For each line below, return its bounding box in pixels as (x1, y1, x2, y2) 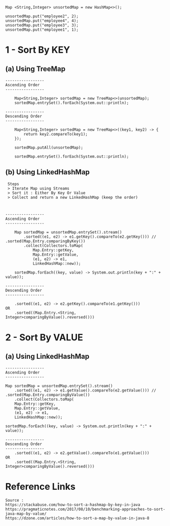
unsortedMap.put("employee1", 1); (5, 27, 79, 32)
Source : (5, 497, 24, 503)
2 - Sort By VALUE (5, 332, 83, 344)
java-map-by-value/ (5, 511, 47, 516)
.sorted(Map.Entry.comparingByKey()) (5, 239, 86, 244)
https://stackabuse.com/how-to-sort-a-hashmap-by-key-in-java (5, 502, 140, 507)
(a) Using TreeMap (5, 64, 66, 73)
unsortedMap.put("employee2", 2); (5, 14, 79, 19)
